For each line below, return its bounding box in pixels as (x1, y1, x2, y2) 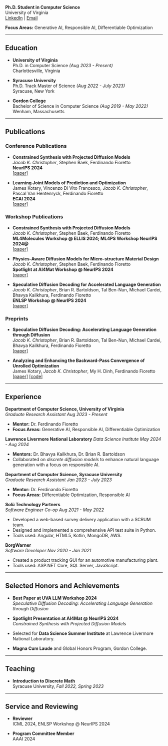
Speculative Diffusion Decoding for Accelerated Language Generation (12, 281, 161, 287)
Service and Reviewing (5, 702, 78, 710)
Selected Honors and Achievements (5, 582, 120, 590)
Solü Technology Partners (5, 501, 61, 507)
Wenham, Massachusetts (12, 108, 65, 114)
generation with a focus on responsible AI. (12, 462, 100, 468)
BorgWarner (5, 542, 31, 548)
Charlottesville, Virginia (12, 68, 60, 74)
